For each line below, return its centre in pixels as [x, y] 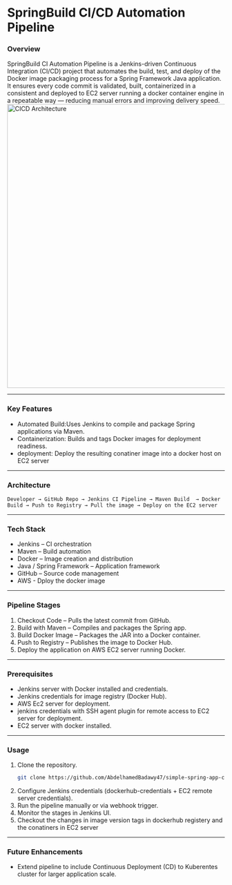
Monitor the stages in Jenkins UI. [64, 813]
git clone [31, 778]
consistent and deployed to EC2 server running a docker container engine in [116, 93]
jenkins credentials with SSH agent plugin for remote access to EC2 [113, 711]
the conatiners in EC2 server [58, 828]
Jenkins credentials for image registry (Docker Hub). [92, 696]
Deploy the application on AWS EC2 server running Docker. [101, 650]
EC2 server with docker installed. [64, 726]
